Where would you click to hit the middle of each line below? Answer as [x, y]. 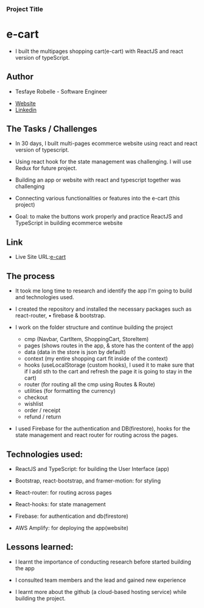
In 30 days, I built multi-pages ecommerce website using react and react [106, 143]
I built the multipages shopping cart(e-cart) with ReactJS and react [99, 51]
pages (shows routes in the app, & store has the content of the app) [109, 345]
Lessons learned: [40, 547]
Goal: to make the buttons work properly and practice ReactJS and [99, 217]
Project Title [25, 9]
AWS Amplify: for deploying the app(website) [72, 528]
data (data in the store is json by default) [75, 352]
